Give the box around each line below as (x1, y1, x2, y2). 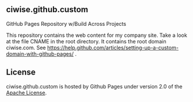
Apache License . (6, 89, 47, 96)
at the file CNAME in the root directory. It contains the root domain (6, 38, 167, 45)
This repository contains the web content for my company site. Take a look (6, 32, 187, 39)
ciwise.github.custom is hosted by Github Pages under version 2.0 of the (6, 83, 183, 90)
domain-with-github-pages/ (6, 50, 74, 57)
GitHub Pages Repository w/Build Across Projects (6, 20, 127, 27)
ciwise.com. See (6, 44, 46, 51)
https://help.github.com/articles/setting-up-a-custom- (46, 44, 179, 51)
